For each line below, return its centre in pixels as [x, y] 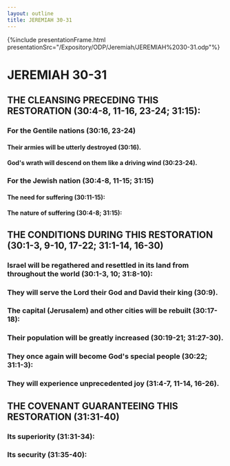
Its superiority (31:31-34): [51, 436]
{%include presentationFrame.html [56, 39]
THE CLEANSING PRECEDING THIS [83, 100]
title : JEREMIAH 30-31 [40, 20]
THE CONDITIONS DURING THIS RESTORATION [110, 234]
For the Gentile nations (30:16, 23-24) [72, 130]
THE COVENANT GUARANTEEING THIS [93, 406]
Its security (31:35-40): [47, 455]
